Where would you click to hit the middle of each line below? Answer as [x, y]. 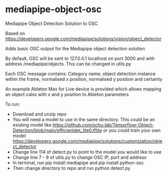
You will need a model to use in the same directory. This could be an [84, 119]
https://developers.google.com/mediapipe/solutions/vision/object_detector [83, 39]
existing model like [32, 125]
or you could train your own [132, 130]
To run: [13, 104]
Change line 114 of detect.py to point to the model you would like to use [87, 152]
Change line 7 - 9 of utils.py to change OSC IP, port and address [79, 157]
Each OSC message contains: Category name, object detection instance [80, 74]
